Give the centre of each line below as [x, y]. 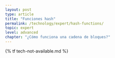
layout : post [18, 10]
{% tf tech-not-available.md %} [37, 51]
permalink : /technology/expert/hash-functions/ [55, 23]
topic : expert [20, 28]
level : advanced [22, 32]
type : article [20, 14]
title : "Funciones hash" [30, 19]
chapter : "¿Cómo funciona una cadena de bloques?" [58, 37]
